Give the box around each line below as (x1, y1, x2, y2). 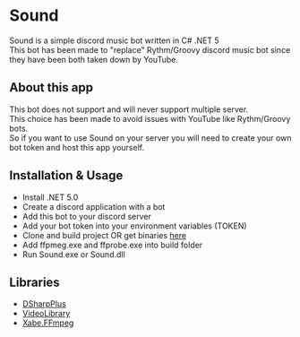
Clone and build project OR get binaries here (21, 229, 186, 240)
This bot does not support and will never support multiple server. (9, 104, 249, 115)
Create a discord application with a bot (21, 201, 166, 212)
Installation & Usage (9, 168, 124, 184)
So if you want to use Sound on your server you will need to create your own (9, 132, 292, 143)
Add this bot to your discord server (21, 211, 152, 221)
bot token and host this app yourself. (9, 142, 145, 152)
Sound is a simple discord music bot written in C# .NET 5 (9, 35, 219, 46)
